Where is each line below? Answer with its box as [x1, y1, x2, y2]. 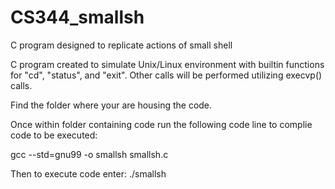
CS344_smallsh [10, 6, 145, 29]
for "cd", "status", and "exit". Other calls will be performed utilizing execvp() [10, 69, 323, 81]
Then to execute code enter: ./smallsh [10, 167, 167, 180]
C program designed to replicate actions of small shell [10, 39, 233, 51]
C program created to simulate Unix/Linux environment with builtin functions [10, 58, 325, 70]
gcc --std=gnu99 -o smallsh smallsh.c [10, 148, 169, 160]
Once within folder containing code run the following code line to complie [10, 118, 313, 130]
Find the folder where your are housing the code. [10, 99, 213, 111]
